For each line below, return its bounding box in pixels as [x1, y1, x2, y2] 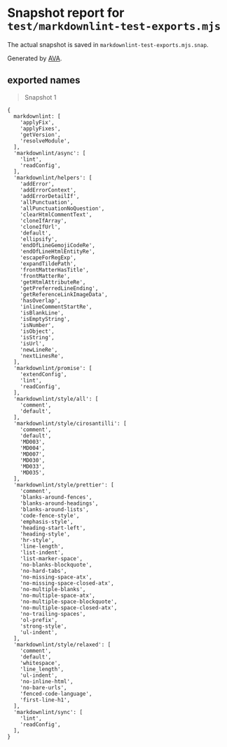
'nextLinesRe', [20, 352, 64, 359]
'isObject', [20, 328, 55, 335]
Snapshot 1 [24, 93, 57, 101]
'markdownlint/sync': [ [13, 708, 83, 715]
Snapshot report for [7, 5, 125, 21]
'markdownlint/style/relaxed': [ [13, 641, 111, 648]
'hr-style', [20, 536, 55, 543]
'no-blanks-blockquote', [20, 561, 92, 568]
